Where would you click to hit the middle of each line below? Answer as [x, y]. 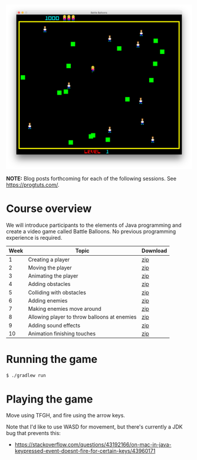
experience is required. [34, 237]
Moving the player [50, 268]
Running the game [52, 359]
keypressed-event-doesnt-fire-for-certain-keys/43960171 [85, 451]
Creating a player [49, 259]
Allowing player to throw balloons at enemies [82, 317]
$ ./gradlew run [26, 376]
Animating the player [53, 276]
